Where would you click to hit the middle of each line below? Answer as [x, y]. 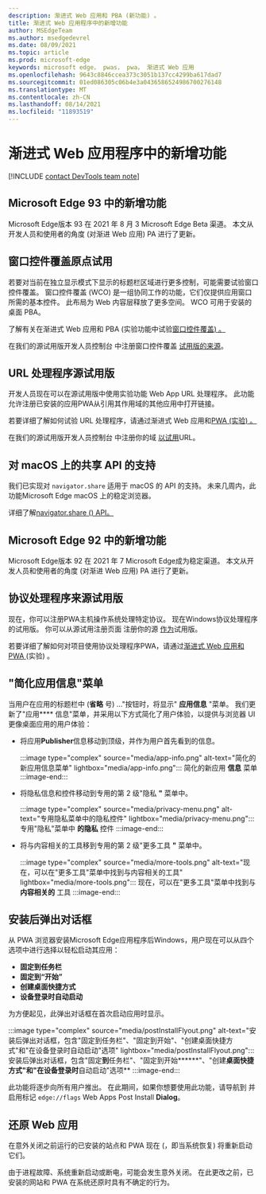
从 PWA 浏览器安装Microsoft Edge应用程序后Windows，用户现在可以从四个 [131, 940]
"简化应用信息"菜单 [56, 683]
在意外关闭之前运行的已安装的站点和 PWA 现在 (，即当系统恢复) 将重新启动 [130, 1145]
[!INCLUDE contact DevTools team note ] [74, 176]
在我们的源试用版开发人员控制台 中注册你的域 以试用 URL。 [104, 438]
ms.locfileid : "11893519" [51, 112]
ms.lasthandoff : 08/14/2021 [55, 104]
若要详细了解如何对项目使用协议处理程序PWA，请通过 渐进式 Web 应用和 [126, 646]
